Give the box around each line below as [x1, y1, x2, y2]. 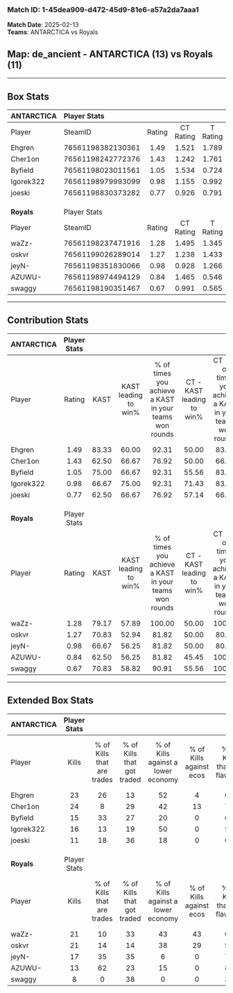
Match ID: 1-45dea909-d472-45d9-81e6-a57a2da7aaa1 [7, 5, 199, 15]
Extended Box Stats [7, 694, 94, 706]
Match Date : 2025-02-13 [7, 21, 79, 29]
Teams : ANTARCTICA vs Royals [7, 28, 98, 36]
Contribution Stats [7, 315, 89, 326]
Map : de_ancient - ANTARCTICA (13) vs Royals [7, 48, 214, 60]
